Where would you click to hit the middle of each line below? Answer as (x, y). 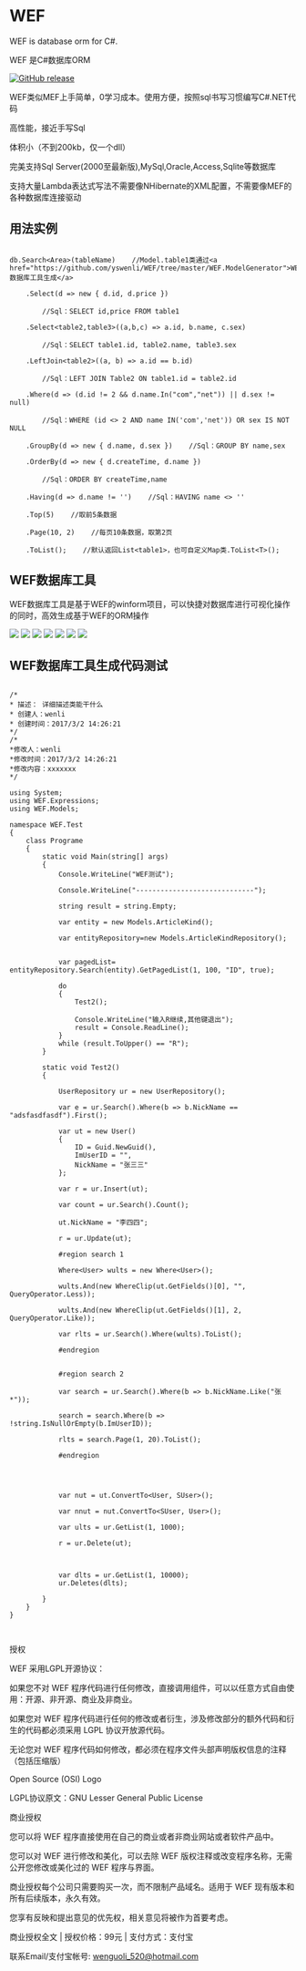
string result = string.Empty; (117, 907)
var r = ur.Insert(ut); (103, 1189)
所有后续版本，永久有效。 (57, 1898)
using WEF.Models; (44, 809)
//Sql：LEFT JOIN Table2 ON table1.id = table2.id (139, 378)
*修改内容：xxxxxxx (43, 769)
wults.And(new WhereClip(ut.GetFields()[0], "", (152, 1286)
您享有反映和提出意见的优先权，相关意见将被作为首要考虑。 (121, 1918)
